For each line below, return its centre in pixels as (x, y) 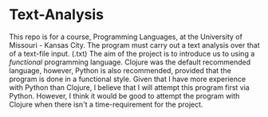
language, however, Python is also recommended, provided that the (120, 70)
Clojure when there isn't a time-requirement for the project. (106, 104)
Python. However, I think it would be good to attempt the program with (124, 96)
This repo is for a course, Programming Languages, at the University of (126, 37)
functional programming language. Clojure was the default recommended (130, 62)
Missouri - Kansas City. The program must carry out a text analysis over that (134, 45)
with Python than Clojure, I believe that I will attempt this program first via (129, 87)
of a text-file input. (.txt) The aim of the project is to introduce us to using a (132, 53)
